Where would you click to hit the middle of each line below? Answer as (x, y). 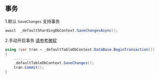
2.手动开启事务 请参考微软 (31, 40)
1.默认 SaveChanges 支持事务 (32, 21)
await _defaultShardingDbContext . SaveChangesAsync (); (62, 31)
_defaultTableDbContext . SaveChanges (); (54, 63)
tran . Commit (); (29, 68)
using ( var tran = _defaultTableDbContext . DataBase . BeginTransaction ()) (80, 49)
